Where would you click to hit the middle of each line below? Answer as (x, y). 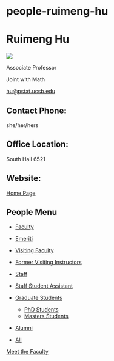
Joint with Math (26, 79)
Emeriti (24, 239)
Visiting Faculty (34, 250)
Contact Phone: (36, 110)
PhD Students (41, 310)
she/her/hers (22, 125)
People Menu (32, 212)
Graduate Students (39, 298)
